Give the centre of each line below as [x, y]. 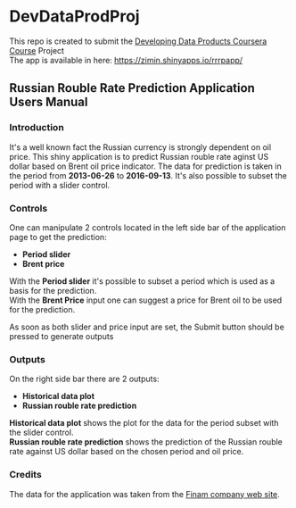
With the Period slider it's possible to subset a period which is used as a [142, 281]
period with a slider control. [60, 185]
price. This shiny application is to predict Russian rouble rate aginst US [139, 156]
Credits [25, 475]
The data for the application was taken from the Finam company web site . [145, 494]
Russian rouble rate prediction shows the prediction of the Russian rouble [146, 442]
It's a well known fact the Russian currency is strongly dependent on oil [140, 147]
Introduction [37, 128]
